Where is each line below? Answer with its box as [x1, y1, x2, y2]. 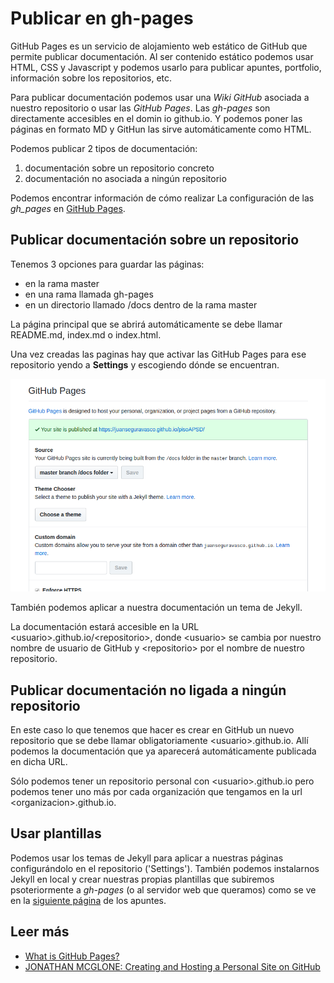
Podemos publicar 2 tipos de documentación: [10, 142, 198, 154]
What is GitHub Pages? [24, 950, 120, 962]
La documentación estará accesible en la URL [10, 621, 200, 633]
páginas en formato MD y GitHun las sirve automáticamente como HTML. [10, 123, 312, 135]
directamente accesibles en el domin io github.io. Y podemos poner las [10, 112, 303, 124]
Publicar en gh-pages [10, 7, 194, 30]
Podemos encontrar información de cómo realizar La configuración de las [10, 192, 315, 204]
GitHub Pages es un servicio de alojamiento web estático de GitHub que [10, 40, 308, 52]
